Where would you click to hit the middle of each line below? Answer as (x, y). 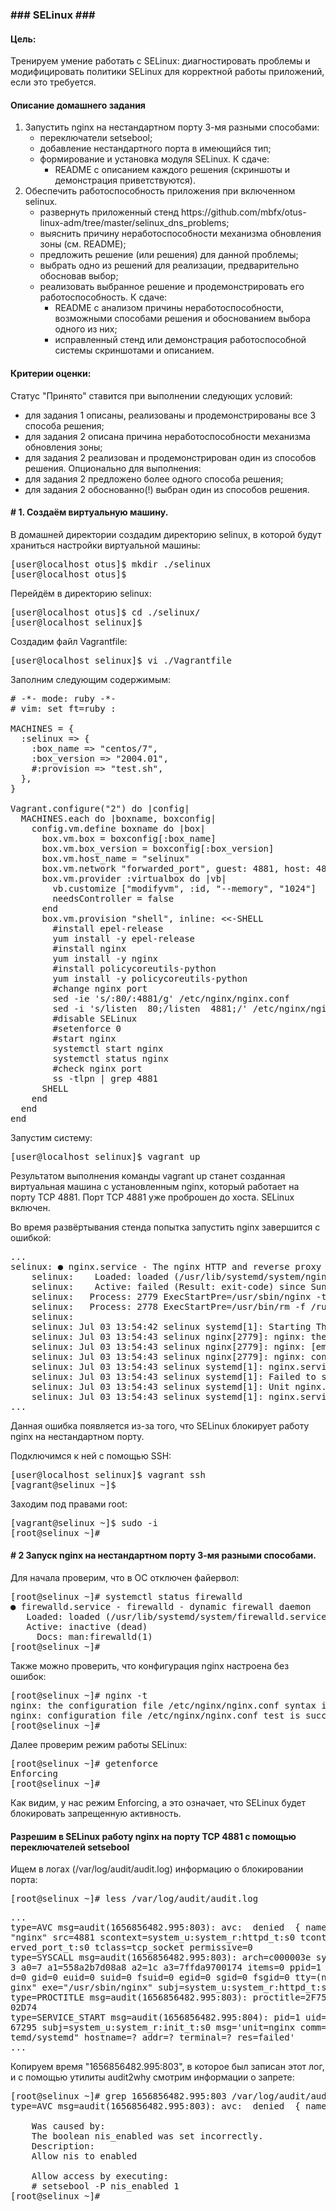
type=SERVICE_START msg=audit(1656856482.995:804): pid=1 (155, 2017)
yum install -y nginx (105, 958)
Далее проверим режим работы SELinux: (99, 1744)
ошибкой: (31, 1237)
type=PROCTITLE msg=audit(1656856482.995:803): (129, 1997)
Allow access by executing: (100, 2176)
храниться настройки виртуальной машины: (105, 545)
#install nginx (89, 948)
